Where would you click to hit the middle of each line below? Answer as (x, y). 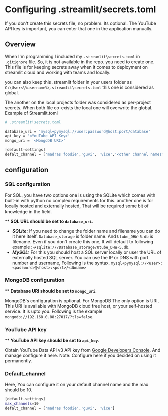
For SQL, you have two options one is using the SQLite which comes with (80, 195)
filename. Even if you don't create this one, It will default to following (83, 241)
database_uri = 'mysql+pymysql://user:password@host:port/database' (78, 131)
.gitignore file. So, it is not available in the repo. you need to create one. (80, 62)
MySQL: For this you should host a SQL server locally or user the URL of (87, 252)
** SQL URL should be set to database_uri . (49, 221)
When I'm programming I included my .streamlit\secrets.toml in (73, 56)
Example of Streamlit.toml (32, 113)
